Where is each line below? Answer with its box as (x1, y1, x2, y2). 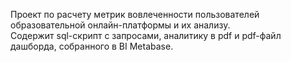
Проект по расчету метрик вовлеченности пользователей (10, 9, 260, 20)
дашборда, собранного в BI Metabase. (10, 40, 174, 52)
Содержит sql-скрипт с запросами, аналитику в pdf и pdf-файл (10, 30, 282, 41)
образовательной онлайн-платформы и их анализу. (10, 19, 231, 31)
